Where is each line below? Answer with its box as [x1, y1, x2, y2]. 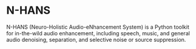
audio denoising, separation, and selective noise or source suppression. [6, 36, 186, 43]
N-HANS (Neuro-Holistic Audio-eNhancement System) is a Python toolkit [6, 23, 190, 30]
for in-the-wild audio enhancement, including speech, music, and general [6, 29, 190, 36]
